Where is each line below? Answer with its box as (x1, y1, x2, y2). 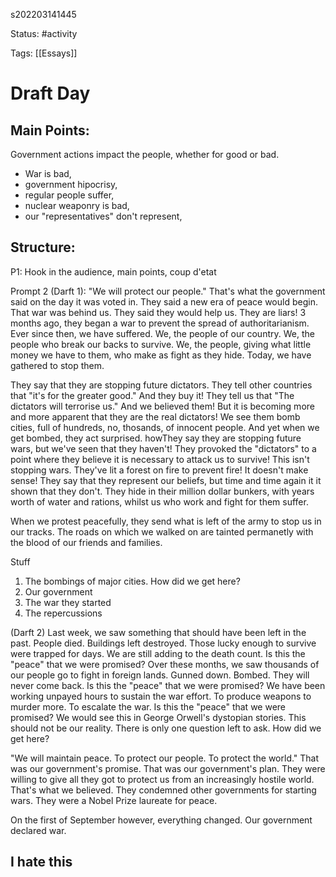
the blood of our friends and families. (10, 536, 163, 548)
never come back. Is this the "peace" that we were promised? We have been (10, 679, 326, 691)
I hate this (10, 854, 73, 871)
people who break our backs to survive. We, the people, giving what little (10, 338, 312, 350)
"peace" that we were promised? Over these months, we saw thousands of (10, 658, 320, 670)
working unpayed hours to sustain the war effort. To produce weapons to (10, 690, 312, 702)
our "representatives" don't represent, (24, 210, 183, 222)
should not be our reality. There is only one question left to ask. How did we (10, 722, 322, 734)
